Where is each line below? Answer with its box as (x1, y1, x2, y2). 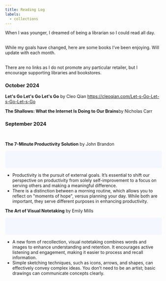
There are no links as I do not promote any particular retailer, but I (5, 64, 138, 70)
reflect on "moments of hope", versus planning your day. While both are (12, 193, 158, 199)
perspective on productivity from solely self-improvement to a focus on (12, 177, 157, 183)
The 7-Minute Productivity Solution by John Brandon (5, 141, 114, 147)
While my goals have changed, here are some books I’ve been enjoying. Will (5, 45, 160, 51)
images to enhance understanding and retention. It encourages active (12, 244, 154, 250)
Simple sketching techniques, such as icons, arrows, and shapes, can (12, 259, 153, 266)
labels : (5, 12, 21, 17)
